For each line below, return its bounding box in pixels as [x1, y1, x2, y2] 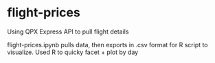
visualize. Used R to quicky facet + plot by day [7, 48, 139, 56]
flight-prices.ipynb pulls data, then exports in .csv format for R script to [7, 40, 208, 49]
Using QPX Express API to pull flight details [7, 27, 129, 36]
